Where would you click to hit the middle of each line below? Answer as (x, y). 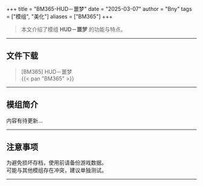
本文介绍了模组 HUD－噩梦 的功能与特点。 (73, 29)
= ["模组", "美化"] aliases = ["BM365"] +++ (60, 16)
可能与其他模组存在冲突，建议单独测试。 (56, 170)
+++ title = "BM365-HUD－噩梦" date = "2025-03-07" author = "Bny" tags (99, 9)
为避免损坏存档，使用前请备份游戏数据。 (56, 163)
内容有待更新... (25, 121)
